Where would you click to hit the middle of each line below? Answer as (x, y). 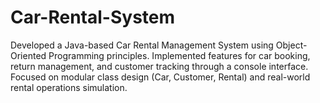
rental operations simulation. (69, 87)
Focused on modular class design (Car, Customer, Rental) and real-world (160, 77)
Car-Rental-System (93, 17)
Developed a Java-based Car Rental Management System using (142, 45)
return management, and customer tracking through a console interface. (159, 66)
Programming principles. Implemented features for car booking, (179, 55)
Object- (291, 45)
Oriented (28, 55)
